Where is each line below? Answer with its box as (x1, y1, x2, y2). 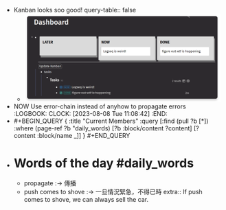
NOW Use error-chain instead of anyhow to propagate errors (13, 102, 187, 110)
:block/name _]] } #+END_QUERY (36, 131, 131, 139)
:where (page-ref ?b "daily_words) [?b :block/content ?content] (13, 124, 192, 132)
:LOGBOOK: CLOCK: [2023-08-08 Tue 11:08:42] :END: (13, 109, 168, 117)
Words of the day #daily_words (13, 155, 194, 171)
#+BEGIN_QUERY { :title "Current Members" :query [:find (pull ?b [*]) (13, 117, 209, 125)
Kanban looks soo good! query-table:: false (13, 6, 136, 14)
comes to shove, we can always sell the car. (23, 195, 149, 203)
